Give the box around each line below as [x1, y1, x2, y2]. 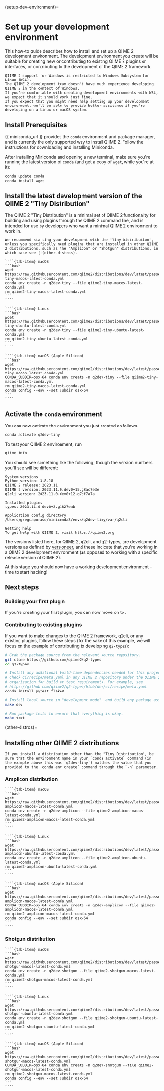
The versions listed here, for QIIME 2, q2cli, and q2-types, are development [5, 538, 157, 544]
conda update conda [5, 174, 45, 179]
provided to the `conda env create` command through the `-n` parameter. [5, 765, 159, 770]
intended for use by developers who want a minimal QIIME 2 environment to [5, 223, 158, 229]
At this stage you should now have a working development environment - [5, 564, 152, 570]
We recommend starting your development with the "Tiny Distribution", [5, 238, 154, 242]
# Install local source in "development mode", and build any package [5, 697, 152, 702]
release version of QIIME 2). [5, 554, 61, 560]
